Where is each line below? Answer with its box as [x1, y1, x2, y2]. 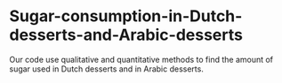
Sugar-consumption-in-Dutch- [9, 6, 243, 26]
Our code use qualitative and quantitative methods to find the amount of [9, 54, 274, 64]
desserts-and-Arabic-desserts [9, 25, 243, 45]
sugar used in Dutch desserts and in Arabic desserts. [9, 64, 205, 74]
